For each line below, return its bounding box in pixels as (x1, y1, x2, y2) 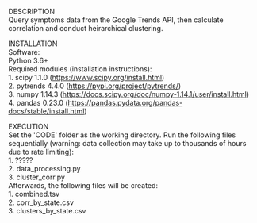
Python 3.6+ (8, 56, 49, 65)
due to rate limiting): (8, 147, 74, 156)
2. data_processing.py (8, 164, 81, 173)
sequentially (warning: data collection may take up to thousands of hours (8, 139, 247, 148)
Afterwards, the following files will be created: (8, 181, 159, 190)
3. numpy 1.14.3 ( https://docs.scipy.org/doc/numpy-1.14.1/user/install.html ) (8, 90, 250, 98)
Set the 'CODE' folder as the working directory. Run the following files (8, 130, 236, 140)
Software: (8, 48, 40, 56)
